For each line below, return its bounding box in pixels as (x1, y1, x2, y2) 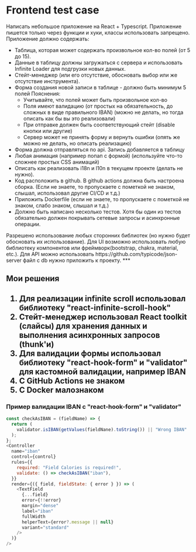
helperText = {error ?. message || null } (21, 519, 114, 525)
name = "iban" (11, 448, 41, 454)
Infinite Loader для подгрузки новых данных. (14, 65, 126, 72)
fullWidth (21, 513, 46, 519)
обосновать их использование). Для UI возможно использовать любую (6, 238, 186, 245)
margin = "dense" (21, 503, 59, 509)
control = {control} (11, 454, 57, 460)
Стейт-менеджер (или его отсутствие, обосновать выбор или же (14, 71, 177, 78)
